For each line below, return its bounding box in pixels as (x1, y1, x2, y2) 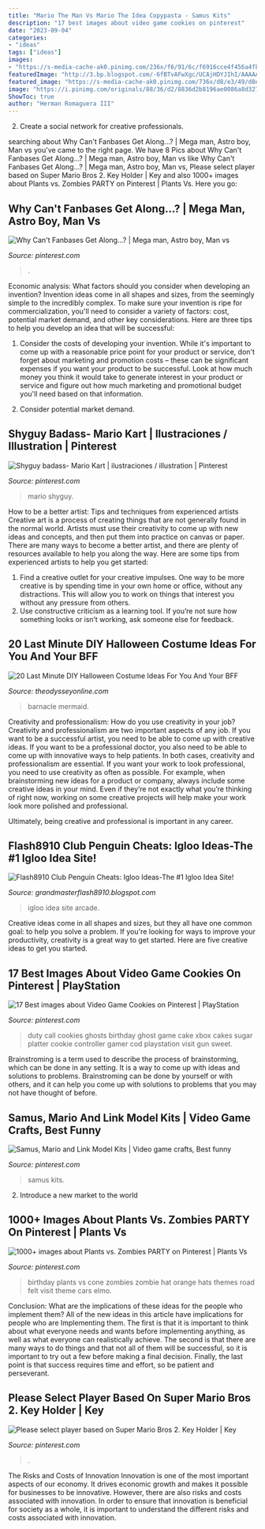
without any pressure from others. (19, 598, 131, 607)
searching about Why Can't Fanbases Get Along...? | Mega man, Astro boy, (8, 137, 251, 146)
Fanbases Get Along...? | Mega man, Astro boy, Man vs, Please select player (8, 162, 256, 172)
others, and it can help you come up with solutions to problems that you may (8, 1079, 257, 1089)
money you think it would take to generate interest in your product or (19, 372, 243, 381)
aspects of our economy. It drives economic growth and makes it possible (8, 1479, 248, 1489)
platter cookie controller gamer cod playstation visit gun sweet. (27, 1039, 233, 1049)
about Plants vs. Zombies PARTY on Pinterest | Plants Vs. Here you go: (8, 179, 238, 188)
